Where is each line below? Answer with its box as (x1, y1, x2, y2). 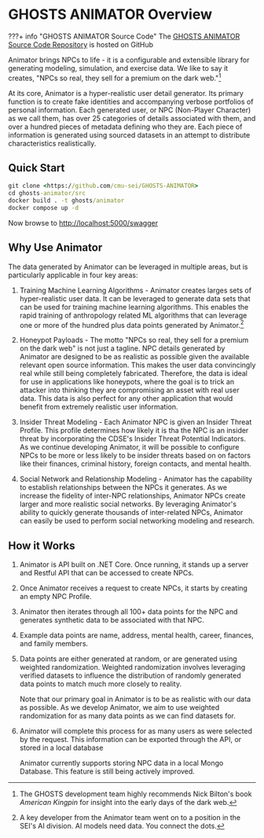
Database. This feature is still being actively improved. (19, 766, 195, 776)
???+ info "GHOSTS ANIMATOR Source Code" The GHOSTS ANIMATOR (8, 31, 240, 41)
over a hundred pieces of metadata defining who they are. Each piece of (8, 122, 243, 131)
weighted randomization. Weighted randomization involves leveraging (19, 663, 246, 672)
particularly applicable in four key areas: (8, 270, 138, 280)
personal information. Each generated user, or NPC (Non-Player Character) (8, 105, 251, 115)
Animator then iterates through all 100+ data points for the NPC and (19, 607, 238, 616)
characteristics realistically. (8, 138, 97, 148)
